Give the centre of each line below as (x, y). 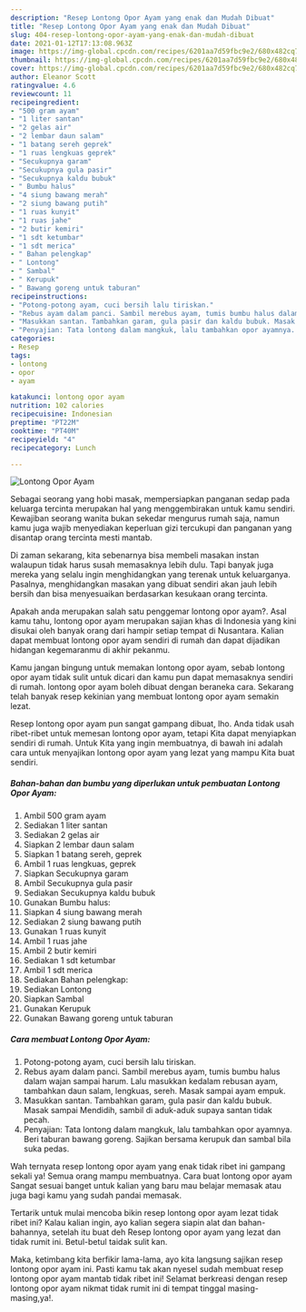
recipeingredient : (45, 102)
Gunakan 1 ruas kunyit (65, 932)
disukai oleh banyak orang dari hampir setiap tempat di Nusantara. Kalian (147, 631)
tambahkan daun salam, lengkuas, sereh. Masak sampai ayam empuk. (154, 1091)
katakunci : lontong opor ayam (68, 397)
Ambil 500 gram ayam (65, 816)
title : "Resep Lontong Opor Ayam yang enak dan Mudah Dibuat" (130, 26)
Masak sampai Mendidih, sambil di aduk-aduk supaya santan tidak (148, 1110)
